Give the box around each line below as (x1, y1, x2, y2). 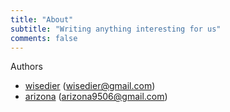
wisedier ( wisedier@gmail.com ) (24, 80, 156, 92)
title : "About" (10, 14, 74, 25)
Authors (10, 61, 43, 73)
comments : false (10, 33, 78, 43)
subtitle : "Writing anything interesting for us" (10, 24, 222, 34)
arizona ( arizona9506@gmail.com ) (24, 91, 168, 103)
